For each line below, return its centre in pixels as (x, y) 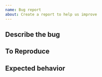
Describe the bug (32, 35)
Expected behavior (35, 68)
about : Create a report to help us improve (51, 14)
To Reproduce (27, 51)
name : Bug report (23, 10)
